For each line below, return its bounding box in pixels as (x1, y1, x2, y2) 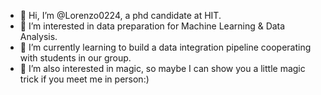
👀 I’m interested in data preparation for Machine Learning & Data (19, 20, 286, 32)
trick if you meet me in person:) (19, 73, 150, 85)
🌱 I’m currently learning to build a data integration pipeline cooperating (19, 41, 312, 53)
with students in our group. (19, 52, 132, 64)
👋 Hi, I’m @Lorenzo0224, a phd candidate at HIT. (19, 10, 222, 21)
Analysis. (19, 31, 58, 42)
